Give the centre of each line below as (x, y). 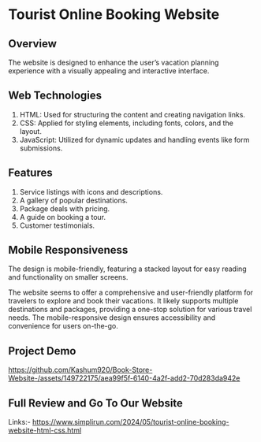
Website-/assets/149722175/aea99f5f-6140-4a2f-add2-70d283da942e (124, 378)
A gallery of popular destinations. (74, 200)
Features (30, 173)
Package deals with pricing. (65, 208)
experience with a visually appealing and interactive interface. (109, 71)
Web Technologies (55, 96)
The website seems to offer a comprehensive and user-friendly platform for (131, 292)
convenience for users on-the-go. (63, 326)
